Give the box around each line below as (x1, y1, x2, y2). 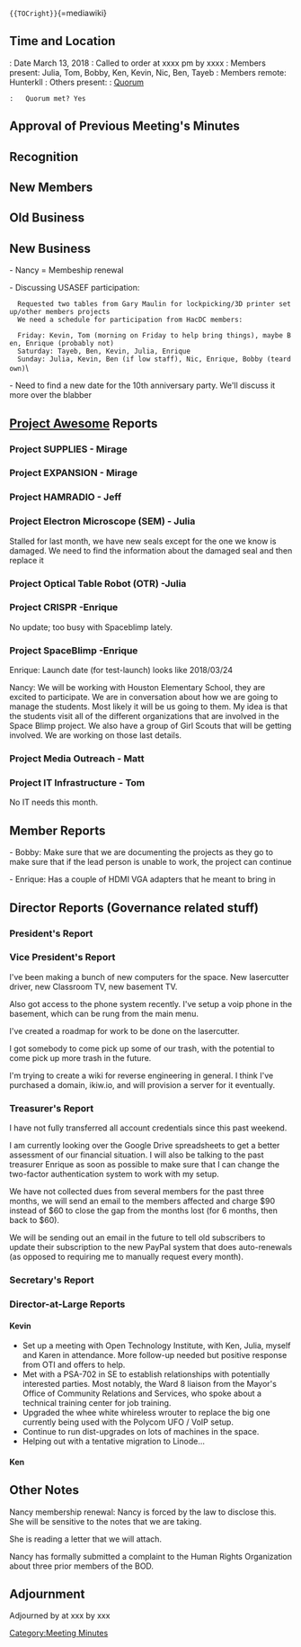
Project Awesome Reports (9, 416, 158, 431)
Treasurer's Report (9, 1102, 94, 1114)
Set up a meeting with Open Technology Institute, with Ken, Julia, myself (22, 1340, 291, 1351)
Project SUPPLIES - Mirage (9, 443, 128, 455)
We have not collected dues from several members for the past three (9, 1186, 265, 1197)
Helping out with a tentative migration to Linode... (22, 1435, 205, 1447)
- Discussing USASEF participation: (9, 283, 140, 293)
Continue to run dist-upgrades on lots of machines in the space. (22, 1426, 260, 1437)
